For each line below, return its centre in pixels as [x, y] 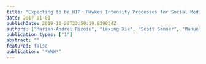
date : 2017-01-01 [29, 18]
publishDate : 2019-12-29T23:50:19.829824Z [61, 23]
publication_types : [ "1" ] [39, 35]
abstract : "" [23, 40]
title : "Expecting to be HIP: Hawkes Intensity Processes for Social [97, 12]
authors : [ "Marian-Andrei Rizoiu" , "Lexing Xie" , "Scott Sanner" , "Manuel [104, 29]
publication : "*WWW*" [34, 52]
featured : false [27, 46]
